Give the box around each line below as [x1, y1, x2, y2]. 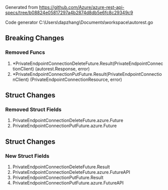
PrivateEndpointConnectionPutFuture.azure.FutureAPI [12, 180, 124, 186]
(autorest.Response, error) [35, 65, 90, 72]
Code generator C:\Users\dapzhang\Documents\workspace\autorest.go [5, 20, 153, 25]
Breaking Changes [5, 34, 64, 42]
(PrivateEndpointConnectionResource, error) [30, 76, 122, 82]
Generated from [5, 5, 39, 10]
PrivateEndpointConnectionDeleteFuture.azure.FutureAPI [12, 169, 130, 175]
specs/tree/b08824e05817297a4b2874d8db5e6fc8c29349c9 [5, 10, 133, 16]
